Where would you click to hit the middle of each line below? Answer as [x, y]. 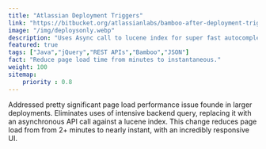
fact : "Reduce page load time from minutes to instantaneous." [115, 60]
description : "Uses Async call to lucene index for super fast [115, 38]
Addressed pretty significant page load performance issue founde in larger [130, 105]
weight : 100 [28, 67]
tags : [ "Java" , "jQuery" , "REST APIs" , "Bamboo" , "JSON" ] [99, 52]
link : [17, 23]
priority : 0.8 [47, 82]
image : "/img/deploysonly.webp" [61, 30]
